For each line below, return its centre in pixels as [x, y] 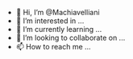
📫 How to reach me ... [53, 47]
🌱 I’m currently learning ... [59, 29]
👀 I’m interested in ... [50, 21]
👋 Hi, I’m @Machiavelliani [58, 12]
